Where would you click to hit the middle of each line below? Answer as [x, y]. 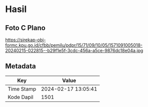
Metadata [21, 66]
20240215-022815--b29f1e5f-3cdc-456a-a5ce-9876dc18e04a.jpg [74, 50]
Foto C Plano [25, 28]
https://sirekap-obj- [26, 40]
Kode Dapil [21, 97]
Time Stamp [22, 89]
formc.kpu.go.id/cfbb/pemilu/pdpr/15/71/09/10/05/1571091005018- [74, 45]
